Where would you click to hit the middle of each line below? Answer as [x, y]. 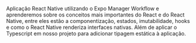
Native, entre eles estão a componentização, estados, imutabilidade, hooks [98, 21]
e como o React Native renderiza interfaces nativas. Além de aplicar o [91, 27]
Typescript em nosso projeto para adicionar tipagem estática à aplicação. [96, 34]
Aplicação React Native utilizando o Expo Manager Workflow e [83, 9]
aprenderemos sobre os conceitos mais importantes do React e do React [96, 15]
